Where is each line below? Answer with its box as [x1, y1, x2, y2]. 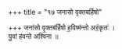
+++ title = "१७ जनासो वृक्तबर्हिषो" [8, 8, 102, 16]
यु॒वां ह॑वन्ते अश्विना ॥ [8, 32, 59, 40]
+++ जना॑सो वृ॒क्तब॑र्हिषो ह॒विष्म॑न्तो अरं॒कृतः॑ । [8, 23, 116, 32]
